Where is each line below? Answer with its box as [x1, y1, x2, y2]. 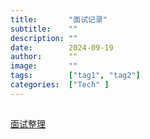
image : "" [10, 61, 78, 71]
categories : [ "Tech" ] [10, 80, 110, 90]
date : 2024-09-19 [10, 42, 114, 53]
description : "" [10, 33, 78, 43]
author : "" [10, 52, 78, 62]
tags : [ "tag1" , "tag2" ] [10, 71, 141, 81]
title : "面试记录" [10, 14, 108, 25]
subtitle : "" [10, 24, 78, 34]
